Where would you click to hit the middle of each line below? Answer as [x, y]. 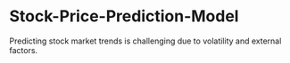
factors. [24, 50]
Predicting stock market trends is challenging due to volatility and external [145, 41]
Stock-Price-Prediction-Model [124, 16]
